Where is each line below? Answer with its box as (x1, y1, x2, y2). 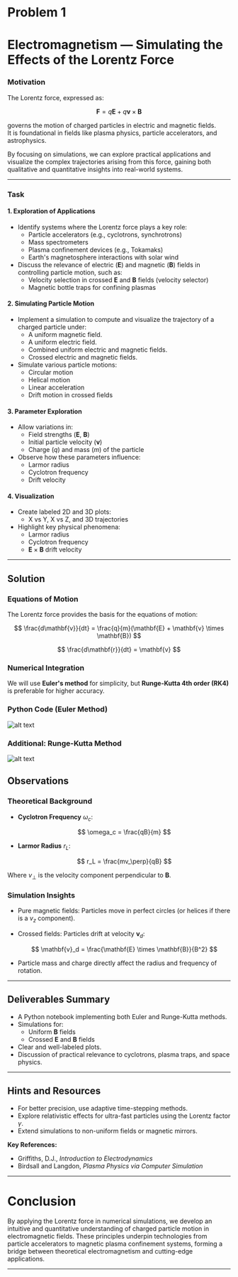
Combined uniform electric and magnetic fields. (28, 345, 168, 354)
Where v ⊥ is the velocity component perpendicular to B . (7, 871, 171, 881)
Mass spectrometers (28, 237, 89, 246)
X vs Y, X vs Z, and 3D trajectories (28, 515, 129, 524)
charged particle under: (17, 323, 87, 331)
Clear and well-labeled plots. (17, 1042, 102, 1051)
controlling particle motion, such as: (17, 268, 123, 276)
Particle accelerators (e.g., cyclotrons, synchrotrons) (28, 230, 182, 239)
